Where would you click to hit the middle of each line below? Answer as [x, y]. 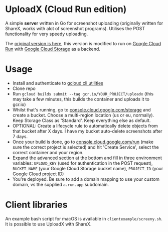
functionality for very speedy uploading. [47, 34]
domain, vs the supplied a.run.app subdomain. [61, 184]
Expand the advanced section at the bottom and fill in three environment [87, 158]
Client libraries [36, 205]
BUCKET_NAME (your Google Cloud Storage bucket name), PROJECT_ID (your [88, 168]
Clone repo [24, 88]
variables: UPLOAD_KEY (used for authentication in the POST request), [82, 163]
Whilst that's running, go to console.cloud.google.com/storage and [82, 109]
